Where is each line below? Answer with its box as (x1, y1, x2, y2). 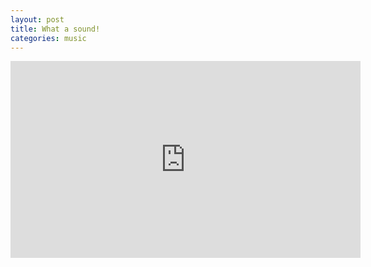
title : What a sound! (10, 24, 101, 34)
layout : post (10, 14, 65, 25)
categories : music (10, 33, 87, 43)
